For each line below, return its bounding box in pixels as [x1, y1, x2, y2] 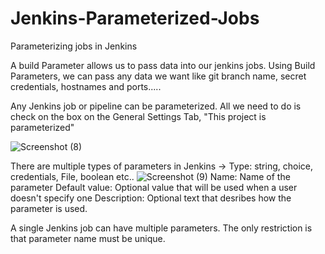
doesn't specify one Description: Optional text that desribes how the [10, 192, 292, 204]
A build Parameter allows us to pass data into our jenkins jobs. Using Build [10, 59, 316, 71]
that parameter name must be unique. [10, 232, 166, 244]
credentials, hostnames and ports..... [10, 80, 162, 92]
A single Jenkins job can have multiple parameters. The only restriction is [10, 222, 313, 234]
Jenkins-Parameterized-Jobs [10, 7, 260, 30]
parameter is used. [10, 202, 88, 214]
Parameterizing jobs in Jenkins [10, 40, 138, 52]
